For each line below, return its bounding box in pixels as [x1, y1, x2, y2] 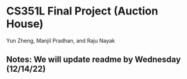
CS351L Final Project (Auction [6, 4, 159, 18]
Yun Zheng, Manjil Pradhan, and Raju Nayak [6, 37, 116, 44]
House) [6, 17, 44, 31]
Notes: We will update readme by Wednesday [6, 54, 181, 65]
